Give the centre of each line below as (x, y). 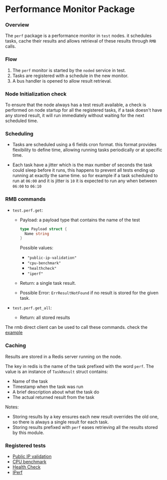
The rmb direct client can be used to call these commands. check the (77, 327)
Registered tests (25, 445)
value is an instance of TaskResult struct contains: (57, 371)
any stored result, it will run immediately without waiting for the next (75, 116)
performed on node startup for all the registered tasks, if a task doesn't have (84, 110)
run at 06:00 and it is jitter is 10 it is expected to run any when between (84, 181)
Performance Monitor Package (70, 9)
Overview (17, 25)
